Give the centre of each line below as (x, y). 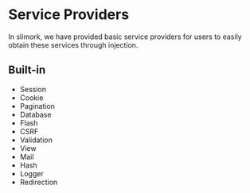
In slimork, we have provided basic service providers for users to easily (125, 37)
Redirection (39, 182)
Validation (36, 140)
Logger (31, 173)
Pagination (37, 106)
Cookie (31, 98)
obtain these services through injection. (73, 44)
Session (33, 89)
